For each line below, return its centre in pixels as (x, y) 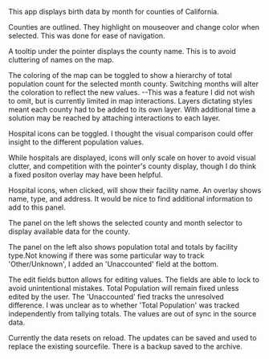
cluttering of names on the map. (61, 60)
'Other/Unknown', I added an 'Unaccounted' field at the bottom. (114, 264)
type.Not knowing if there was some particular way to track (106, 255)
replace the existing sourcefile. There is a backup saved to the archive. (126, 346)
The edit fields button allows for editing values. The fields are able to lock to (134, 279)
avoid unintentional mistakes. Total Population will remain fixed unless (124, 288)
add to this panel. (37, 207)
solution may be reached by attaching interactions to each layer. (114, 118)
